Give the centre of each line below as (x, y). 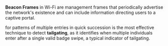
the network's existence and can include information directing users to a (80, 12)
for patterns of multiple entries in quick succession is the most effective (80, 27)
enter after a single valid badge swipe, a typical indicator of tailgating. (78, 38)
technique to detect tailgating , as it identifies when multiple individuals (79, 33)
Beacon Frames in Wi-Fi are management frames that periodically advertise (84, 7)
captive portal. (20, 18)
